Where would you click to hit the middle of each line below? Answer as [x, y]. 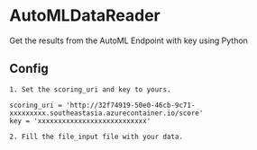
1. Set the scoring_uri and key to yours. [90, 89]
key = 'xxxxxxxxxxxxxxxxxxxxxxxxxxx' [80, 121]
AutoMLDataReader [85, 16]
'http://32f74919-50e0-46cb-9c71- [131, 105]
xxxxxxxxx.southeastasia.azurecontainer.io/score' [106, 113]
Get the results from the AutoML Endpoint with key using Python [128, 40]
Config [29, 69]
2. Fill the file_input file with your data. [96, 137]
